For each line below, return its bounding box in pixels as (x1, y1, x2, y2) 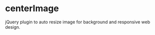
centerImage (5, 3, 59, 14)
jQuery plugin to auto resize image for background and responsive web (5, 19, 151, 25)
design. (5, 24, 21, 30)
